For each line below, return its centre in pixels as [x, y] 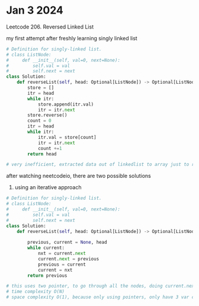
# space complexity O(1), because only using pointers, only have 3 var [98, 297]
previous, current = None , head [68, 243]
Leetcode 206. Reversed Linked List [50, 27]
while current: [46, 248]
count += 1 [50, 148]
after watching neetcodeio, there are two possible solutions [78, 176]
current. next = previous [68, 259]
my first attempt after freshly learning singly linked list [72, 38]
